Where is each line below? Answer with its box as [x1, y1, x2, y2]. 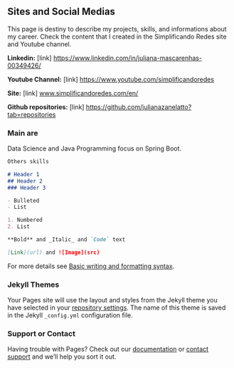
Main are [7, 128, 38, 138]
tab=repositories [7, 110, 56, 118]
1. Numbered [7, 217, 43, 224]
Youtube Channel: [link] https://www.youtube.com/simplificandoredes [7, 75, 215, 83]
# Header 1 [7, 170, 40, 178]
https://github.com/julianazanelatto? [85, 103, 192, 111]
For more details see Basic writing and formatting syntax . [7, 262, 175, 270]
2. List [7, 223, 31, 230]
